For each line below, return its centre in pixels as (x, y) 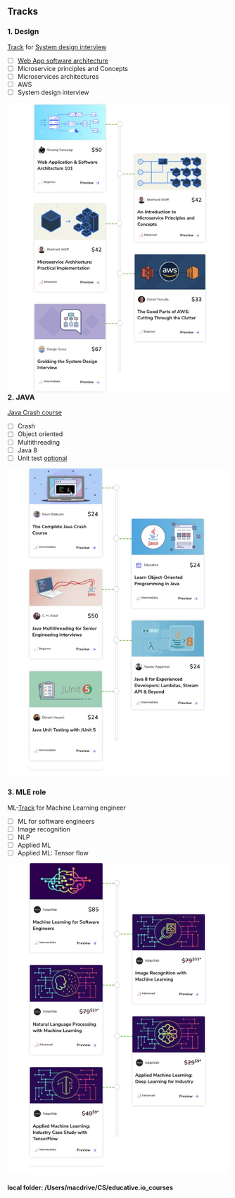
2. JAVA (21, 397)
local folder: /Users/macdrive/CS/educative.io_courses (90, 1187)
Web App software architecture (63, 60)
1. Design (23, 32)
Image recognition (44, 829)
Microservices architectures (58, 76)
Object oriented (40, 434)
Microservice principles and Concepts (73, 68)
